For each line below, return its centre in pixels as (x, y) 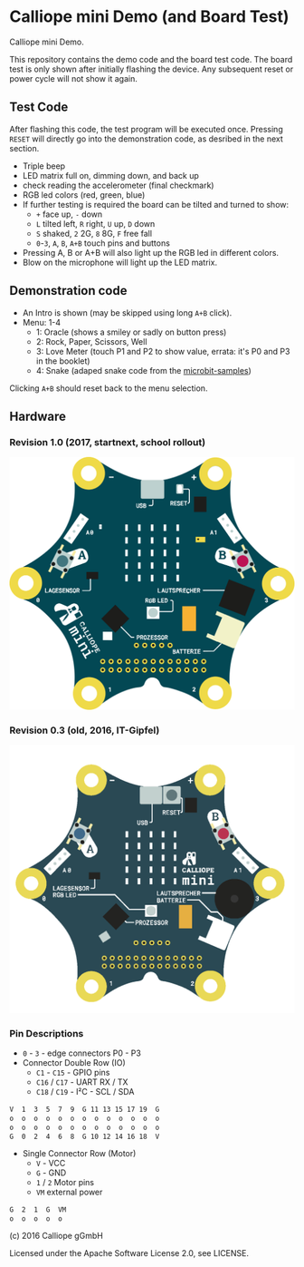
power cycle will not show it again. (73, 78)
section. (24, 148)
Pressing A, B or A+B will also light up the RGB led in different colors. (150, 252)
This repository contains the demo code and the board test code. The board (151, 59)
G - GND (51, 1173)
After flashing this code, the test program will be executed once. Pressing (146, 129)
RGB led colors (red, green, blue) (84, 195)
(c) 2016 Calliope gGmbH (57, 1236)
